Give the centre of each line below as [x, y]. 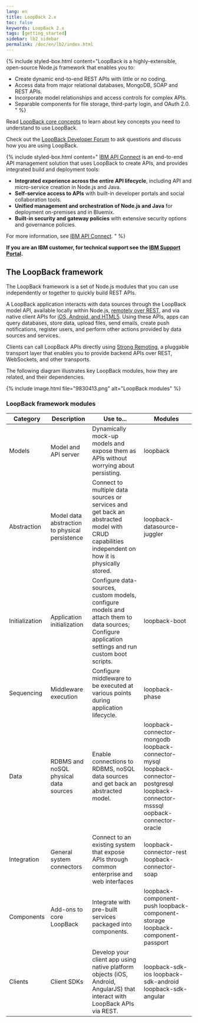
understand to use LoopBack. [42, 128]
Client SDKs [67, 981]
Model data [66, 515]
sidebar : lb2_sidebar [33, 39]
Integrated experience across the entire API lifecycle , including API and [103, 181]
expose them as [114, 451]
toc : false [19, 22]
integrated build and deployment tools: [53, 169]
